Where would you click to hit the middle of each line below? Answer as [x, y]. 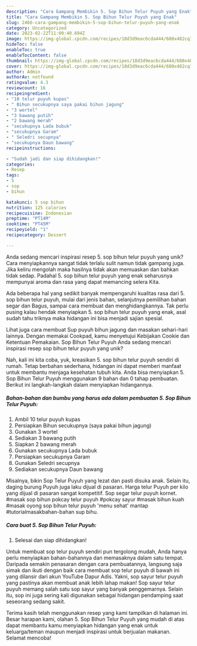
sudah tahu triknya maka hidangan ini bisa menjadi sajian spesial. [85, 318]
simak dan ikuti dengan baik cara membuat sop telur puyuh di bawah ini [93, 570]
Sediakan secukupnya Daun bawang [59, 469]
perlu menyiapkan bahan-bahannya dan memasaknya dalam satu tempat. [95, 558]
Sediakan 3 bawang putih [45, 438]
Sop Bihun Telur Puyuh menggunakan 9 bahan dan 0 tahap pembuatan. [92, 378]
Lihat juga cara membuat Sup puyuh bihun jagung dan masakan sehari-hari [97, 329]
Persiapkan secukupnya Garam [52, 457]
